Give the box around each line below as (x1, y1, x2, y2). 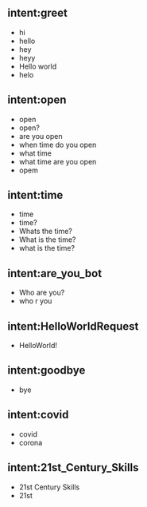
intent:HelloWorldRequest (7, 319, 139, 333)
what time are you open (18, 156, 97, 166)
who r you (18, 296, 52, 306)
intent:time (7, 188, 64, 202)
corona (18, 438, 43, 447)
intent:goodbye (7, 363, 86, 378)
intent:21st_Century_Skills (7, 461, 139, 474)
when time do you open (18, 140, 97, 149)
